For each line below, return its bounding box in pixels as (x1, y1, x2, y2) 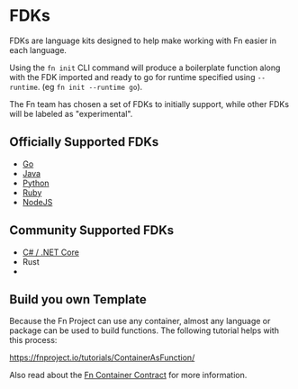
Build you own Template (9, 292, 147, 307)
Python (22, 177, 50, 188)
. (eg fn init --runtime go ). (37, 81, 143, 92)
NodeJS (22, 196, 53, 207)
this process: (9, 335, 58, 346)
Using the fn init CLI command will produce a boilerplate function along (9, 62, 281, 73)
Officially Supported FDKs (9, 134, 159, 149)
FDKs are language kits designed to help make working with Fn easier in (9, 35, 277, 46)
